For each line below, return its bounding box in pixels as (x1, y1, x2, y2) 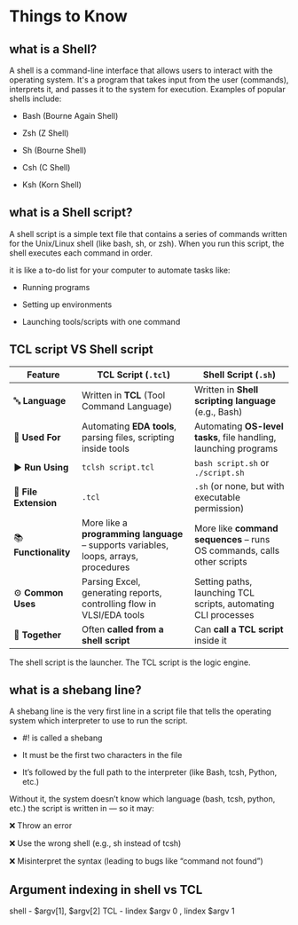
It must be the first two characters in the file (21, 750, 183, 761)
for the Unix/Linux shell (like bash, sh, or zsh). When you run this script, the (9, 238, 285, 249)
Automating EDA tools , (81, 420, 177, 432)
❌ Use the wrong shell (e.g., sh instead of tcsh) (9, 838, 182, 849)
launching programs (193, 442, 278, 455)
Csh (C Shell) (21, 162, 71, 172)
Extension (13, 496, 58, 509)
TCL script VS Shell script (9, 342, 153, 357)
